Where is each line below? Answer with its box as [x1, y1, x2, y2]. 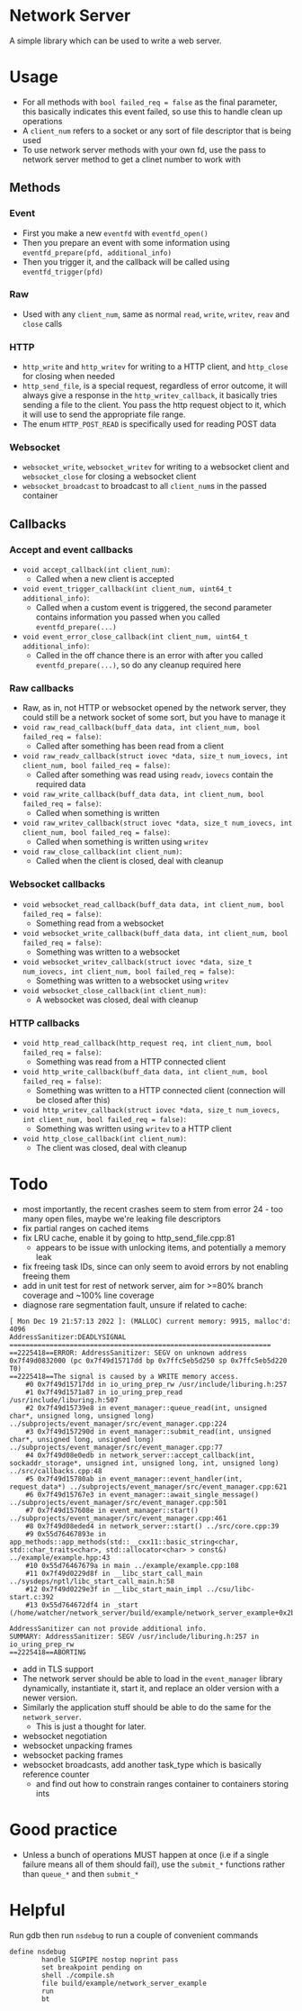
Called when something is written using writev [35, 837, 209, 847]
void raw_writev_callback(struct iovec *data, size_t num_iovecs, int [22, 819, 293, 829]
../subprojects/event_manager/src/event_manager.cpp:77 [9, 1443, 223, 1452]
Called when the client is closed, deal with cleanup [35, 856, 224, 866]
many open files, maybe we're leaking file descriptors [22, 1213, 222, 1224]
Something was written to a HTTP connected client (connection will [35, 1085, 286, 1096]
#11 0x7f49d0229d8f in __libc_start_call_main [25, 1569, 203, 1578]
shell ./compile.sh [41, 1970, 115, 1979]
